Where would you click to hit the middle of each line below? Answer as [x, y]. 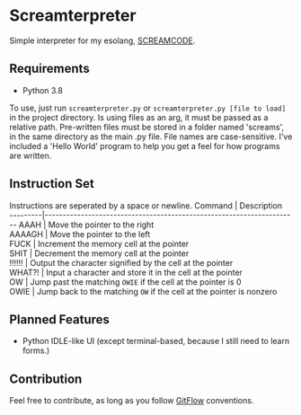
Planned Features [60, 319]
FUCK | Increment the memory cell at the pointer [99, 243]
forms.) [36, 350]
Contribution [46, 379]
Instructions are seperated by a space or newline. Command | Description [146, 205]
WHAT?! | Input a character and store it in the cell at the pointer [126, 272]
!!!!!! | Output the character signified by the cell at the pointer [121, 262]
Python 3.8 [42, 90]
